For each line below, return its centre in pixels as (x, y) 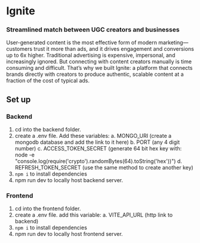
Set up (19, 99)
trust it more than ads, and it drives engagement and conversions (114, 49)
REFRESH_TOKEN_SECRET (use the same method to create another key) (104, 168)
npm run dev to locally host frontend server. (69, 234)
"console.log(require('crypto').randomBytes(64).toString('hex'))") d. (98, 161)
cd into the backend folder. (48, 130)
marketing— (173, 42)
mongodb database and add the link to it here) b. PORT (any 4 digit (97, 142)
